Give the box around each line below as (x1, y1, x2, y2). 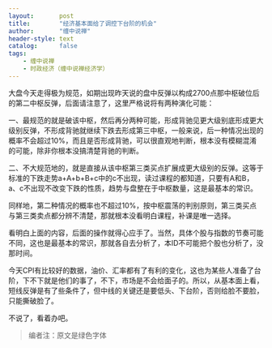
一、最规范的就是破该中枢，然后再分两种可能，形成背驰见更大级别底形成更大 (8, 115, 264, 125)
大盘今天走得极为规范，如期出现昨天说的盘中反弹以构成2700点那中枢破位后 (8, 88, 260, 97)
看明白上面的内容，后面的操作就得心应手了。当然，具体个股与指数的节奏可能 (8, 228, 264, 238)
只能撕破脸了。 (8, 295, 58, 305)
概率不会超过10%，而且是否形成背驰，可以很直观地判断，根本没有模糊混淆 (8, 135, 257, 145)
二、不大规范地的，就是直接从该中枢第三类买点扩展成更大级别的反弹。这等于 (8, 163, 264, 173)
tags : (8, 49, 27, 58)
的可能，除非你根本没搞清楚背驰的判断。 (8, 145, 143, 155)
